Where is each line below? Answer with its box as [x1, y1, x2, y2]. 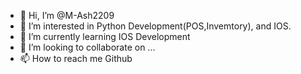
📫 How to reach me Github [19, 53, 133, 64]
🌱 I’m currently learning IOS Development [19, 31, 191, 42]
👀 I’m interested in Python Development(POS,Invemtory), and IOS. [19, 20, 292, 32]
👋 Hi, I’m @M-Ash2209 [19, 10, 115, 21]
